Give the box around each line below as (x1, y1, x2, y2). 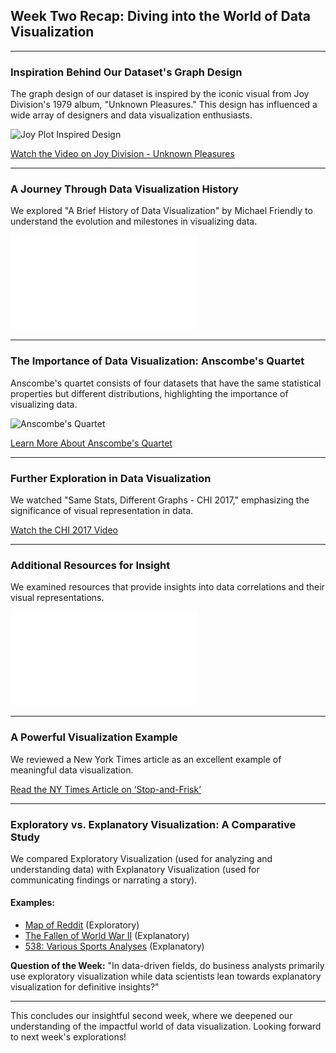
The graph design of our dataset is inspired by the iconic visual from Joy (10, 88, 310, 100)
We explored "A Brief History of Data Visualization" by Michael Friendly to (10, 205, 313, 217)
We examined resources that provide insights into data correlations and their (10, 581, 325, 593)
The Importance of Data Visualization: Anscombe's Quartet (10, 354, 305, 368)
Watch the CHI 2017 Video (10, 524, 118, 536)
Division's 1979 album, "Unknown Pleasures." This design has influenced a (10, 99, 318, 111)
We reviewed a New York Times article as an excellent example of (10, 753, 282, 765)
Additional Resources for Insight (10, 558, 171, 572)
